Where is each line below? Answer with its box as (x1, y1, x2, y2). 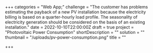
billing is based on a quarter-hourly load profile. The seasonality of (5, 14, 138, 20)
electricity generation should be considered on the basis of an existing (5, 19, 145, 25)
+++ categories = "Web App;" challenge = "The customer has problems (5, 4, 148, 10)
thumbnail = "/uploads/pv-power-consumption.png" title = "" (5, 34, 126, 40)
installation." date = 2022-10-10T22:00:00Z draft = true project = (5, 24, 134, 30)
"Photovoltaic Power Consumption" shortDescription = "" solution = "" (5, 30, 145, 35)
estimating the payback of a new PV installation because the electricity (5, 9, 146, 15)
